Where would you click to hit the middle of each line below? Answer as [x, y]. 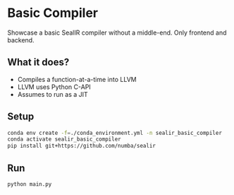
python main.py [30, 184]
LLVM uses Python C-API [54, 87]
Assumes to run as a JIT [53, 94]
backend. [21, 40]
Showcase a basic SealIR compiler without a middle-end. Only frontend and [117, 32]
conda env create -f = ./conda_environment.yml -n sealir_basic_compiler [115, 133]
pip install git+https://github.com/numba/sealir [82, 146]
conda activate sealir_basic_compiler [64, 139]
